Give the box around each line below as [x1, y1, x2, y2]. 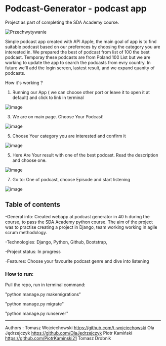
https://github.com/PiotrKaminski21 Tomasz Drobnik [5, 335, 111, 342]
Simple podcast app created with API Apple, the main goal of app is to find [5, 38, 157, 45]
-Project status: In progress [5, 248, 61, 254]
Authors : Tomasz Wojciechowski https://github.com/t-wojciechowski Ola [5, 325, 155, 331]
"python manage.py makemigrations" [5, 292, 82, 297]
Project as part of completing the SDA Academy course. [5, 19, 120, 25]
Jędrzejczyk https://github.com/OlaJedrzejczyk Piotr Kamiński [5, 330, 132, 336]
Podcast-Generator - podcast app [5, 3, 147, 14]
